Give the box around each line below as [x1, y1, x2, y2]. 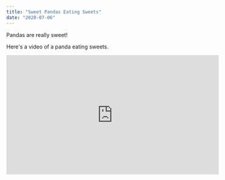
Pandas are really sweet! [6, 31, 68, 38]
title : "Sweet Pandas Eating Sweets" [6, 8, 102, 15]
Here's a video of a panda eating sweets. [6, 43, 109, 50]
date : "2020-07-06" [6, 15, 56, 21]
